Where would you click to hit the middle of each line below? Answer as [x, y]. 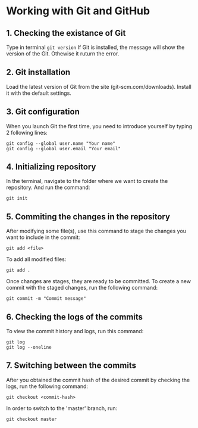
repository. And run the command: [48, 187]
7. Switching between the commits [71, 366]
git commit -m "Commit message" [46, 299]
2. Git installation [38, 72]
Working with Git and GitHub [78, 11]
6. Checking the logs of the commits [74, 317]
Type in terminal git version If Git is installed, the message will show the [95, 47]
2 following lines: [27, 132]
